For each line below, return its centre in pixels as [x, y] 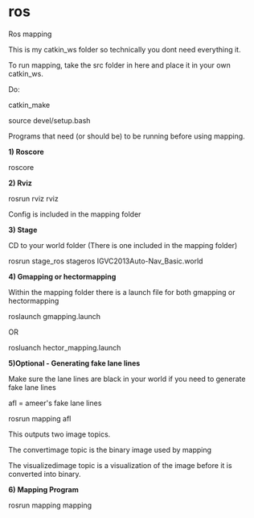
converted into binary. [45, 474]
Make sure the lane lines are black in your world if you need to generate [127, 379]
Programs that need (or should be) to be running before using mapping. [127, 136]
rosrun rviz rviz [33, 198]
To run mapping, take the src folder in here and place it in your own [119, 65]
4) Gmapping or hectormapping [62, 276]
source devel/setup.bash [49, 120]
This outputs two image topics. [59, 434]
